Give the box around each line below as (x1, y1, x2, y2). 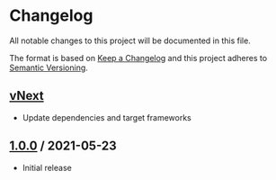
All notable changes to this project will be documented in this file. (9, 35, 252, 46)
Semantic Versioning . (9, 62, 88, 73)
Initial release (22, 162, 72, 173)
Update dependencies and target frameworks (22, 112, 191, 122)
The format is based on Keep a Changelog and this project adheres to (9, 52, 268, 63)
